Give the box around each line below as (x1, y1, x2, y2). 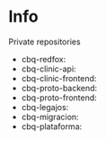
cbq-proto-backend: (21, 82, 98, 93)
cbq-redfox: (21, 53, 66, 64)
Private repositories (8, 36, 82, 47)
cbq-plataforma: (21, 120, 83, 132)
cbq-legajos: (21, 101, 69, 112)
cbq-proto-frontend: (21, 92, 98, 103)
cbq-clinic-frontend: (21, 72, 97, 83)
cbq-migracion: (21, 111, 79, 122)
